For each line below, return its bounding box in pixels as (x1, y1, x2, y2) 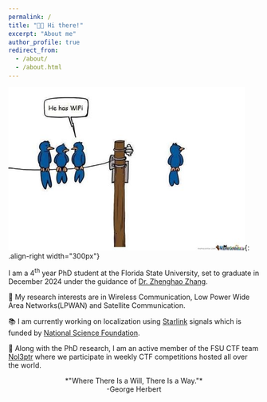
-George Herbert (106, 384, 162, 394)
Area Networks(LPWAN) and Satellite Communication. (8, 300, 186, 310)
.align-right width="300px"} (8, 251, 100, 261)
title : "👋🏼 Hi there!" (8, 21, 84, 30)
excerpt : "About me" (8, 30, 77, 37)
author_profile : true (8, 38, 80, 46)
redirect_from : (8, 46, 59, 55)
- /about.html (15, 64, 62, 72)
